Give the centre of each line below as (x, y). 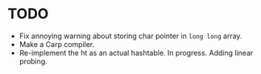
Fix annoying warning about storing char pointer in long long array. (130, 36)
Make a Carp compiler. (57, 44)
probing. (33, 61)
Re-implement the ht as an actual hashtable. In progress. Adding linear (136, 53)
